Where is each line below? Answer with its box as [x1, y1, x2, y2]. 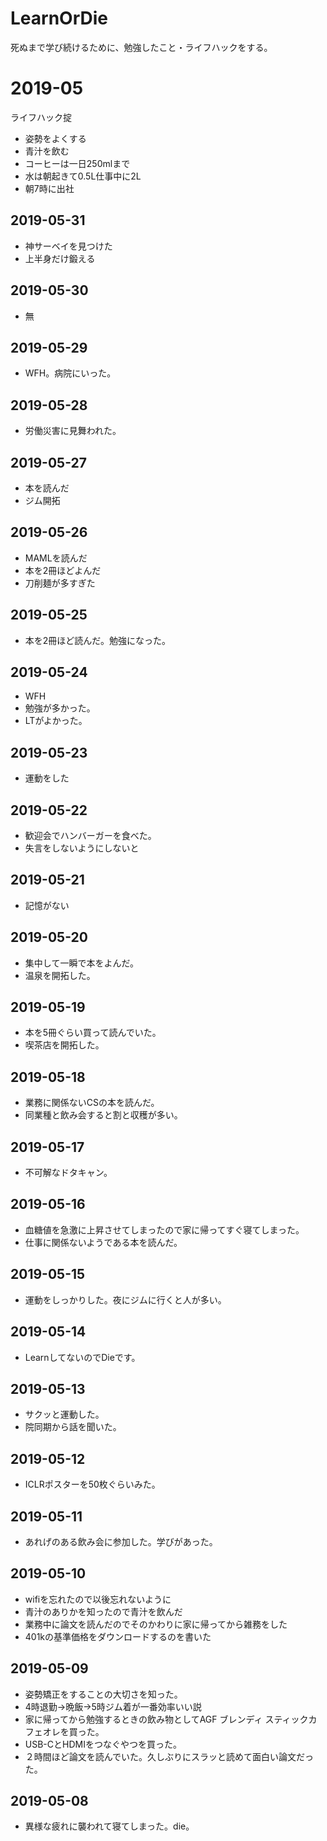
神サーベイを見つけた [24, 240, 113, 252]
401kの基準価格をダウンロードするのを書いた [24, 1630, 212, 1642]
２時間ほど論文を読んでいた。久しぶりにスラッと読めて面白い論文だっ [24, 1750, 315, 1762]
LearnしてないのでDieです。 [24, 1351, 141, 1363]
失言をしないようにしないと [24, 842, 140, 854]
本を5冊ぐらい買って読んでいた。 [24, 1027, 162, 1039]
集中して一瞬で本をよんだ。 [24, 957, 139, 969]
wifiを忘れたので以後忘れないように [24, 1593, 172, 1605]
